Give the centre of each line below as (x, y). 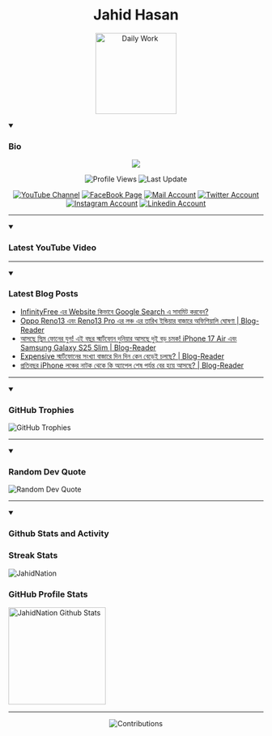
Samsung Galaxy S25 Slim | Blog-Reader (88, 347)
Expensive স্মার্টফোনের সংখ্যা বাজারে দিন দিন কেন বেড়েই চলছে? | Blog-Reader (122, 356)
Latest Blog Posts (43, 294)
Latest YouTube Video (53, 248)
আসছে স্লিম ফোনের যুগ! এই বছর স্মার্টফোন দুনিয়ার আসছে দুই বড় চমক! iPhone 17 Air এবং (128, 338)
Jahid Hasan (136, 15)
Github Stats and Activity (59, 534)
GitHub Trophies (41, 410)
